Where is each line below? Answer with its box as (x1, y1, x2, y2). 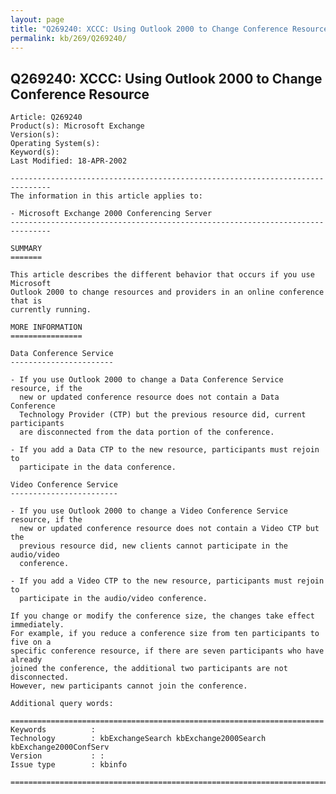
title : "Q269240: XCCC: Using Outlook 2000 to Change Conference (10, 24, 288, 34)
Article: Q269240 (10, 112, 83, 123)
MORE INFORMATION (10, 322, 83, 333)
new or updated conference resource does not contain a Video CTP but (19, 524, 320, 534)
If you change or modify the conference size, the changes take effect (10, 611, 315, 621)
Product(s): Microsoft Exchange (10, 121, 145, 131)
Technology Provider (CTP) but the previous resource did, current (19, 410, 307, 420)
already (10, 655, 43, 665)
